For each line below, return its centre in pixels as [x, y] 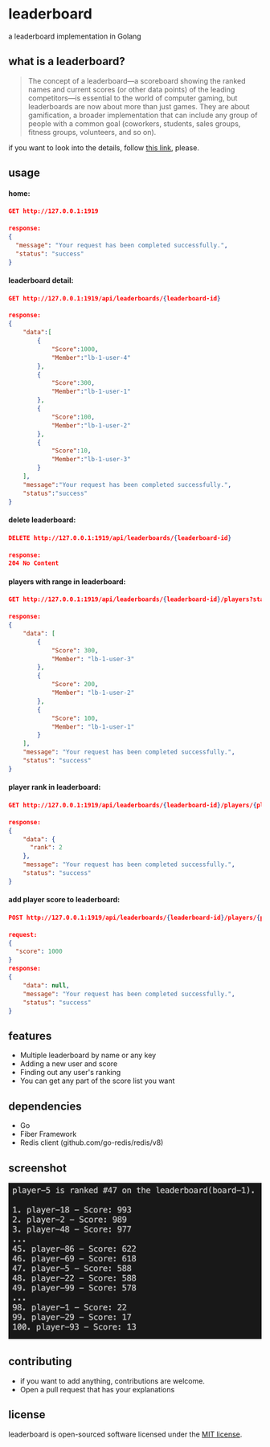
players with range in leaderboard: [67, 581]
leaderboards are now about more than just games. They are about [139, 106]
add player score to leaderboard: [64, 900]
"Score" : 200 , [75, 685]
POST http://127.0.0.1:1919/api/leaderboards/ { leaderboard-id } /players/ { [135, 918]
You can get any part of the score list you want [97, 1081]
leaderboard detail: [41, 280]
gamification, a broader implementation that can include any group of [143, 115]
